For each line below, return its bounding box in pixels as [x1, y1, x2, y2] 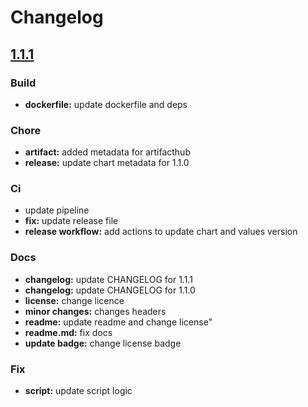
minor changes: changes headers [24, 305, 167, 317]
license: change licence [24, 294, 125, 306]
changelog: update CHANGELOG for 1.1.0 [24, 284, 196, 296]
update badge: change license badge [24, 337, 182, 349]
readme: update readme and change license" [24, 316, 213, 328]
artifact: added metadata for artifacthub [24, 146, 191, 158]
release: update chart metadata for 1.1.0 [24, 157, 190, 169]
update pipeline [24, 204, 90, 216]
